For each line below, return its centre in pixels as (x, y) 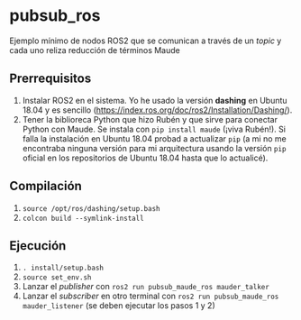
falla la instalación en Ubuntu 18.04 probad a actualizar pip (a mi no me (154, 138)
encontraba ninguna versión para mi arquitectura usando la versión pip (154, 148)
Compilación (46, 186)
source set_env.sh (57, 278)
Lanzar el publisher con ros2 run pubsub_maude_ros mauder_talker (146, 287)
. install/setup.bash (63, 268)
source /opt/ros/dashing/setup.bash (91, 208)
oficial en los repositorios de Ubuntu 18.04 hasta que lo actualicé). (145, 158)
